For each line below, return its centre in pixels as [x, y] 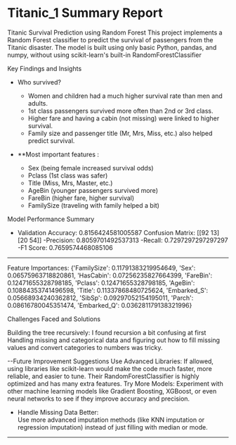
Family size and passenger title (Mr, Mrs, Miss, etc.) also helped [120, 133]
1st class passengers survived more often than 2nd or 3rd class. [120, 111]
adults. [38, 103]
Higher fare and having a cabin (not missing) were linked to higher [124, 118]
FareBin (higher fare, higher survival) [81, 198]
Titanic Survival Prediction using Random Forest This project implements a [115, 32]
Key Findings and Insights [45, 68]
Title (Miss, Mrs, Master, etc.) [70, 183]
